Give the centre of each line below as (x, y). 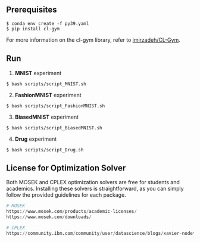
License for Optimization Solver (66, 168)
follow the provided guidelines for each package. (66, 195)
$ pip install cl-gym (33, 29)
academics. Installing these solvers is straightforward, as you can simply (95, 189)
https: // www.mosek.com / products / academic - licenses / (71, 212)
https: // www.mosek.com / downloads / (49, 217)
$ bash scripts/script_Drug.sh (45, 150)
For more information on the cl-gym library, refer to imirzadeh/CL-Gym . (93, 40)
